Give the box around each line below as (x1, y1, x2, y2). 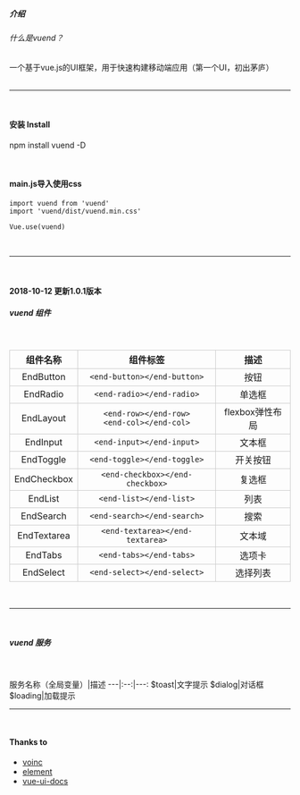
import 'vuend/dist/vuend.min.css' (9, 207, 142, 216)
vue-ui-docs (21, 775, 69, 786)
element (21, 765, 53, 777)
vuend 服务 (9, 638, 52, 648)
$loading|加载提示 (9, 689, 76, 701)
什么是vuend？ (9, 32, 64, 43)
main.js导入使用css (9, 179, 82, 190)
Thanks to (9, 737, 47, 748)
